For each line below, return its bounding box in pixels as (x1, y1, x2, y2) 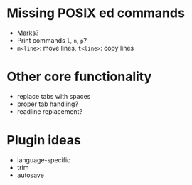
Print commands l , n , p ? (16, 36, 87, 44)
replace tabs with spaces (16, 92, 91, 100)
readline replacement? (16, 107, 83, 115)
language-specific (16, 155, 71, 164)
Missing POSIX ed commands (6, 5, 186, 21)
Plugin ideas (6, 132, 81, 149)
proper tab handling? (16, 100, 79, 108)
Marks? (16, 28, 40, 37)
